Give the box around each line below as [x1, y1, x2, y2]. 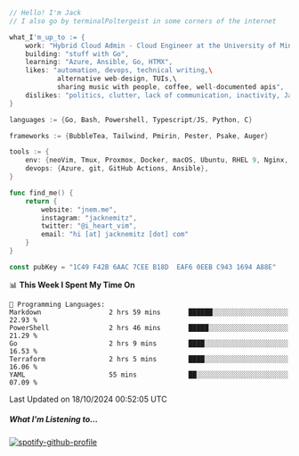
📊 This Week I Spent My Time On [9, 279, 135, 290]
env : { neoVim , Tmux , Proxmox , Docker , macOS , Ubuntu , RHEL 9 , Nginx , [25, 156, 289, 165]
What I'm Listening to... [9, 414, 99, 425]
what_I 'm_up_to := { [9, 32, 86, 42]
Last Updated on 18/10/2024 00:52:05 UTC [9, 394, 167, 404]
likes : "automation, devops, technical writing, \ [25, 66, 214, 75]
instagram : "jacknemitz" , [41, 213, 138, 222]
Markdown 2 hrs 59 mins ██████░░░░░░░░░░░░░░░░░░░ [9, 308, 289, 317]
